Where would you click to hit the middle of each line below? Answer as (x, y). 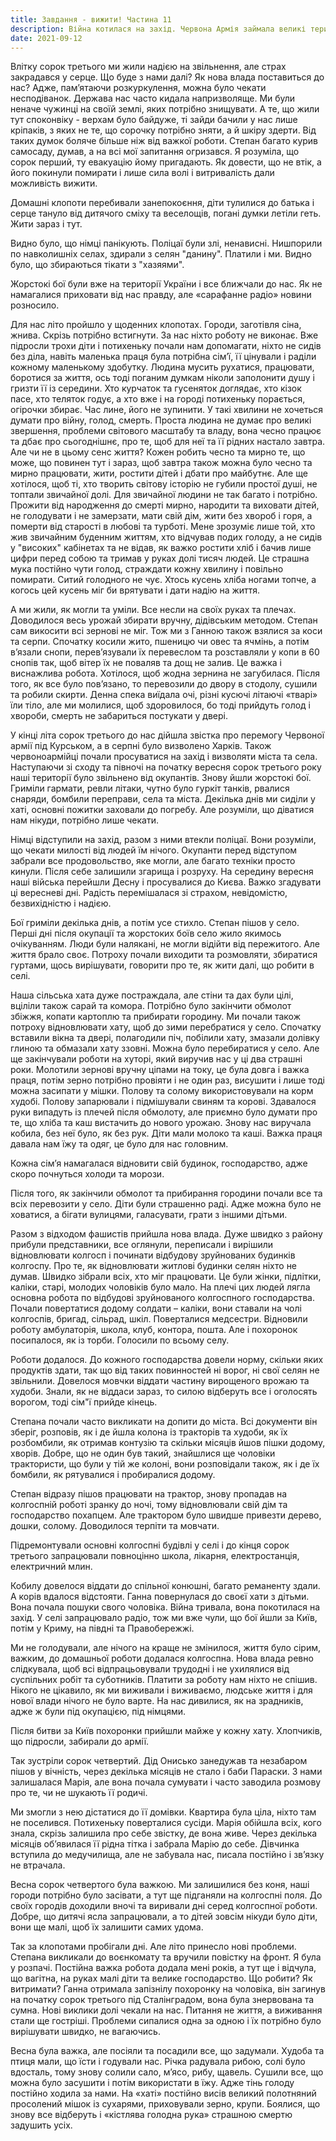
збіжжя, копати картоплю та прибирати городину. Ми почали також (155, 1017)
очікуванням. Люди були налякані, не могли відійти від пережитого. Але (165, 944)
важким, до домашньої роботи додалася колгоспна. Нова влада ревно (162, 1658)
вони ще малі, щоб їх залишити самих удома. (107, 1927)
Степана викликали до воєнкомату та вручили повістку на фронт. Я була (166, 1957)
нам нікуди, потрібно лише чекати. (85, 820)
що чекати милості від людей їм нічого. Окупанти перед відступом (154, 850)
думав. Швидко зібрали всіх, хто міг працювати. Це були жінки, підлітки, (166, 1277)
